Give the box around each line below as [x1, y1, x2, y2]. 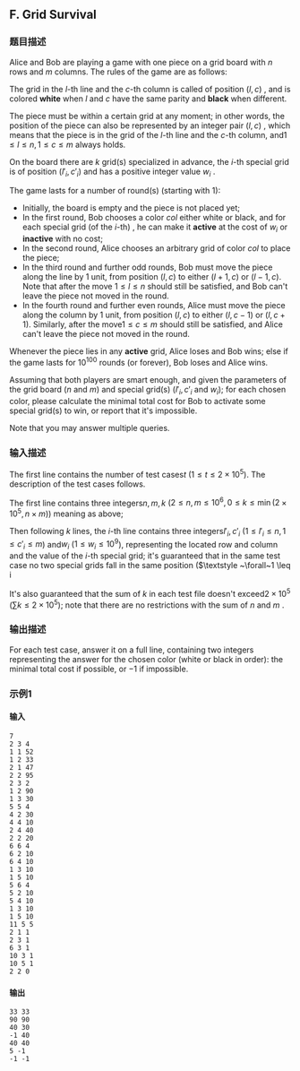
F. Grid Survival [9, 7, 97, 22]
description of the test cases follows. [9, 479, 146, 489]
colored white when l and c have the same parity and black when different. [9, 93, 287, 104]
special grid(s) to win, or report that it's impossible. [9, 405, 198, 416]
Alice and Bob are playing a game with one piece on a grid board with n [9, 56, 273, 67]
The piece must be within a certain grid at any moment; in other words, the [9, 110, 285, 121]
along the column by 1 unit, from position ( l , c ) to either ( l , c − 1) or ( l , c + [21, 309, 286, 321]
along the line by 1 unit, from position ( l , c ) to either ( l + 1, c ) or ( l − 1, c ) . [21, 272, 282, 282]
